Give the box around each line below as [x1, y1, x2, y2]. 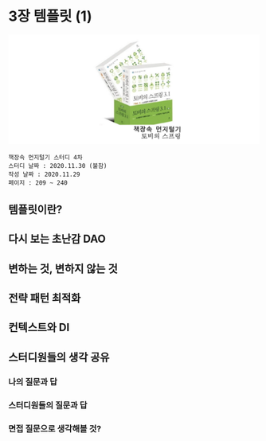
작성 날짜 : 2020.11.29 [8, 170, 80, 179]
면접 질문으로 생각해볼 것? [8, 423, 102, 434]
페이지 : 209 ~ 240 [8, 179, 68, 187]
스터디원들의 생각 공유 [8, 350, 110, 364]
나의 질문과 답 [8, 376, 58, 387]
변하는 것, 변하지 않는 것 [8, 262, 118, 275]
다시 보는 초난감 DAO [8, 232, 106, 246]
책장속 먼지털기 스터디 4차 [8, 154, 83, 162]
